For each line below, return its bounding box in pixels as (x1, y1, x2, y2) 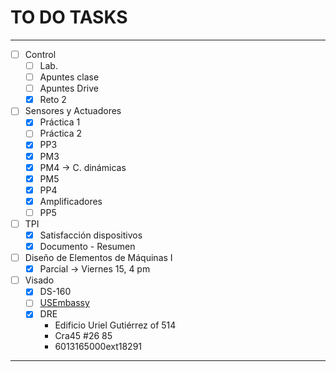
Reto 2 (39, 94, 67, 106)
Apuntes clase (39, 71, 100, 83)
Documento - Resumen (39, 241, 136, 252)
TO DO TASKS (10, 6, 128, 29)
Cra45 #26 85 (54, 330, 113, 342)
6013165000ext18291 (54, 341, 143, 353)
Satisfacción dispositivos (39, 229, 143, 241)
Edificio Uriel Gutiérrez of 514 (54, 319, 177, 331)
